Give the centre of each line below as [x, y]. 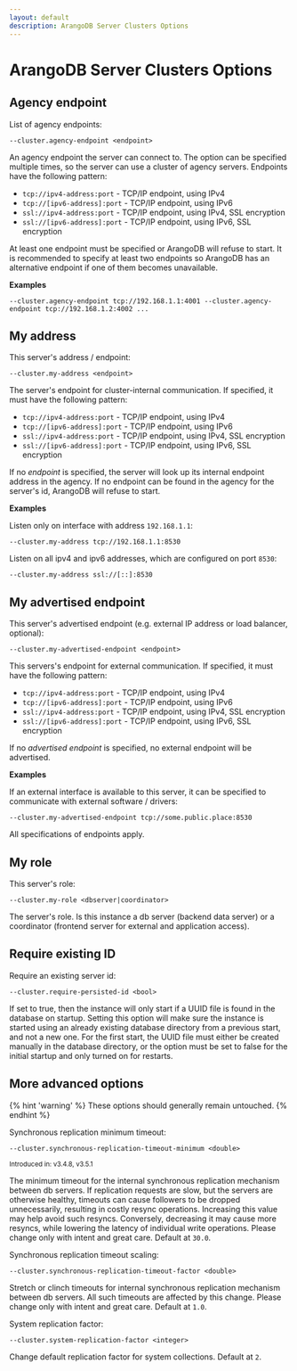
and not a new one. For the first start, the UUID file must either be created [144, 1037]
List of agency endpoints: [56, 124]
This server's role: [42, 883]
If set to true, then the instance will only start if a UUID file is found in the [142, 1008]
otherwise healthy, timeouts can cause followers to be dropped [125, 1199]
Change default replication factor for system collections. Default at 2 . [136, 1357]
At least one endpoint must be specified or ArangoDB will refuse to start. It [145, 248]
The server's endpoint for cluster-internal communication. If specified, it [141, 390]
